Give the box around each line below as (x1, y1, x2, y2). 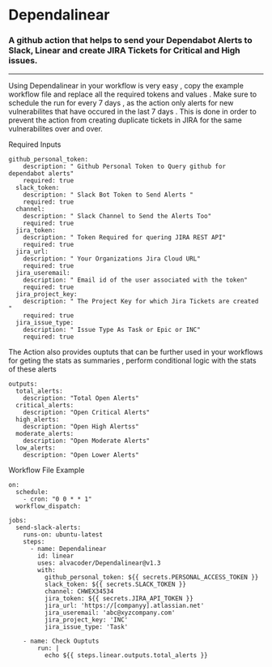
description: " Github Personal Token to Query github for (23, 162, 227, 171)
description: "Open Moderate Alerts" (23, 437, 151, 445)
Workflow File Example (8, 465, 85, 476)
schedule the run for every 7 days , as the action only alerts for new (8, 98, 234, 108)
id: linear (37, 552, 74, 561)
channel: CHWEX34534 (44, 587, 114, 596)
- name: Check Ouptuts (23, 637, 100, 646)
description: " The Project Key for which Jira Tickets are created (23, 298, 259, 306)
